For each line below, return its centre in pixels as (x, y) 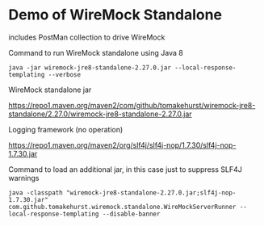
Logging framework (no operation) (66, 129)
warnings (24, 178)
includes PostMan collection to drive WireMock (87, 37)
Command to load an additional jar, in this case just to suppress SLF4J (125, 169)
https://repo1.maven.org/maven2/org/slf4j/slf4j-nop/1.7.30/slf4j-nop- (122, 145)
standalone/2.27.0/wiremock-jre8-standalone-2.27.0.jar (100, 114)
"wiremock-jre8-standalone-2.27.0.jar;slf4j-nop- (151, 193)
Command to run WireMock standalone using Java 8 (96, 52)
